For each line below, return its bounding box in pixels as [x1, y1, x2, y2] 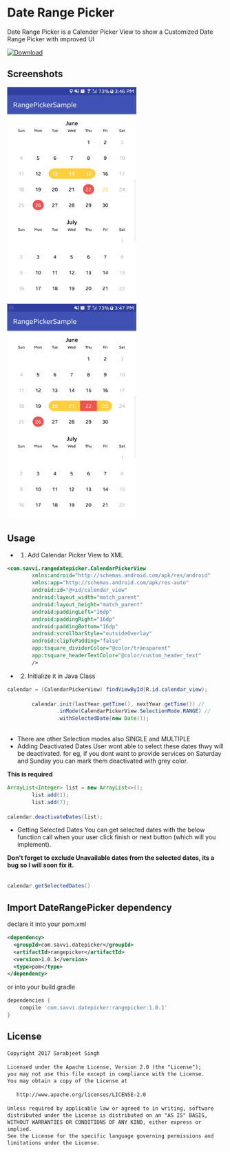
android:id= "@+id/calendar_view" [32, 587, 128, 594]
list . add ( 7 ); [32, 799, 70, 805]
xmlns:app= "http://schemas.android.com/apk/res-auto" [32, 579, 189, 586]
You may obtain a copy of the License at [7, 1077, 128, 1084]
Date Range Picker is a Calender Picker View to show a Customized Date [7, 28, 213, 36]
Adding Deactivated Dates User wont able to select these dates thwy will [17, 742, 224, 750]
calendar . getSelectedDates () [7, 883, 91, 889]
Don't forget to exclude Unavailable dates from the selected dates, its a [7, 854, 215, 862]
